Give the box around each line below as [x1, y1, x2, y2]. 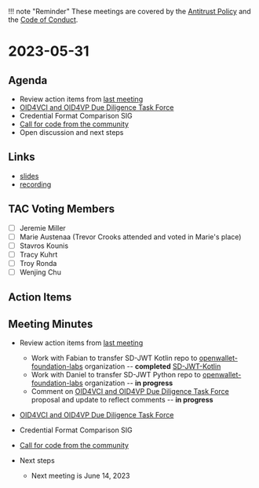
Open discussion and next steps [19, 128, 124, 137]
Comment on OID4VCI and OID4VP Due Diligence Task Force [31, 387, 229, 396]
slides [19, 171, 39, 180]
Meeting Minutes [8, 317, 93, 330]
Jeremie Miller [19, 223, 67, 232]
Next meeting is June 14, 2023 [31, 471, 130, 481]
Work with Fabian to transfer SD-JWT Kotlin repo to [31, 353, 198, 363]
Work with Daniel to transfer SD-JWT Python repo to [31, 370, 202, 380]
